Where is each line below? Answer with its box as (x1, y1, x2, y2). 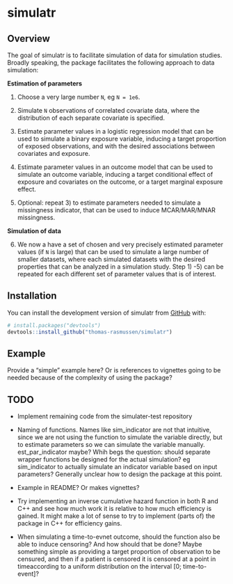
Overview (7, 33, 51, 45)
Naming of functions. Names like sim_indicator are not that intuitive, (17, 426, 211, 434)
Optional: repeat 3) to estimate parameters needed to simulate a (17, 198, 201, 207)
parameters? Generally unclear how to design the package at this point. (17, 470, 223, 478)
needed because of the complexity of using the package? (7, 374, 172, 382)
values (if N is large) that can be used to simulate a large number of (17, 248, 209, 255)
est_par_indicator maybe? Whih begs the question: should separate (17, 448, 211, 457)
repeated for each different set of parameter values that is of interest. (17, 270, 217, 278)
